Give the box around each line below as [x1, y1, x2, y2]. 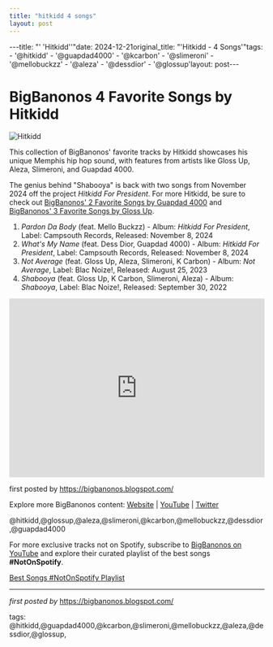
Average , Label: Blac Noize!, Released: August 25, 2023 [20, 265, 207, 275]
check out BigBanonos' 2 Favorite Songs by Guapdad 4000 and [9, 198, 222, 207]
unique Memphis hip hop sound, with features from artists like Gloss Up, [9, 156, 250, 166]
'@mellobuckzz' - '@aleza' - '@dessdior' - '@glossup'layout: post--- [9, 59, 240, 69]
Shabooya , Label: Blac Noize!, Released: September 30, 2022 [20, 282, 228, 293]
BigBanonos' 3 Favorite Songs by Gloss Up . [9, 206, 155, 216]
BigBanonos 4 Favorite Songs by [9, 87, 233, 106]
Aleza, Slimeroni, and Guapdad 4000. [9, 164, 134, 175]
